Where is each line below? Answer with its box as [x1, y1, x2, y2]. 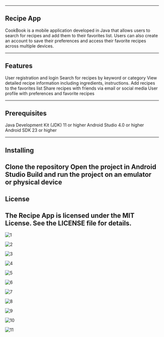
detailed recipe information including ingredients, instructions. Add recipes [5, 80, 155, 86]
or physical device [5, 178, 62, 187]
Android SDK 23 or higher [5, 127, 57, 133]
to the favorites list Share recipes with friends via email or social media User [5, 85, 158, 91]
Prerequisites [5, 109, 47, 118]
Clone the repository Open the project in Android [5, 163, 157, 171]
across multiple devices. [5, 43, 54, 49]
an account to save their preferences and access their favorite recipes [5, 38, 146, 44]
